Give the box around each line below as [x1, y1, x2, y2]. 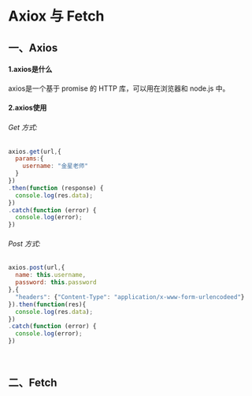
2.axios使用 [8, 103, 47, 113]
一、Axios [8, 41, 58, 54]
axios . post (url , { [8, 263, 65, 272]
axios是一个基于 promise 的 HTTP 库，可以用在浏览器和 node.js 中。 [8, 84, 230, 93]
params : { [15, 155, 44, 163]
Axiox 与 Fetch [8, 7, 105, 25]
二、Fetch [8, 376, 57, 390]
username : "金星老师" [22, 163, 89, 170]
